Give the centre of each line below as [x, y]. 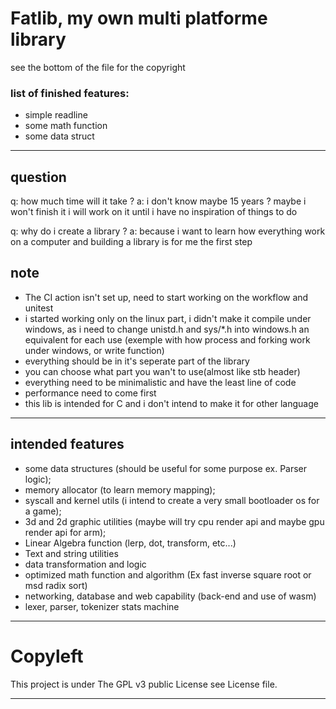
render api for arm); [65, 532]
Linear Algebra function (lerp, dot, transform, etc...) [130, 543]
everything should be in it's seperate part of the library [137, 361]
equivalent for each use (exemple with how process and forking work [167, 339]
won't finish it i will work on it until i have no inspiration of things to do [154, 212]
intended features [67, 444]
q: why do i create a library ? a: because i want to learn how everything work [168, 231]
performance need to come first [90, 393]
